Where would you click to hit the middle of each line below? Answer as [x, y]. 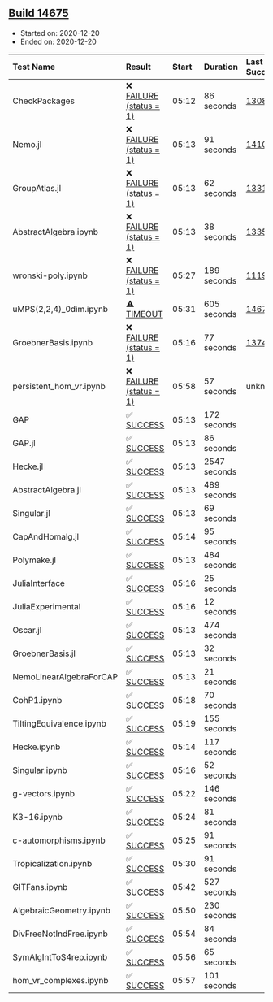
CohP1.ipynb [37, 700]
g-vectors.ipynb [44, 793]
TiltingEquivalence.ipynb [60, 723]
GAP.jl [24, 443]
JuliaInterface [39, 583]
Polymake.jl [35, 560]
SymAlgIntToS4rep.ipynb [60, 956]
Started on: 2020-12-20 [60, 33]
